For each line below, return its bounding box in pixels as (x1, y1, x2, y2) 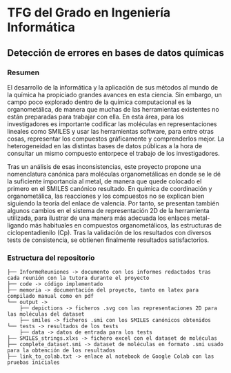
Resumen (7, 68, 40, 77)
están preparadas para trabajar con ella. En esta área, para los (7, 112, 184, 121)
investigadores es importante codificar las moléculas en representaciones (7, 119, 217, 128)
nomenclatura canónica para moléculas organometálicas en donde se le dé (7, 170, 221, 178)
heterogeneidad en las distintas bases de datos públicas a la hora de (7, 141, 203, 150)
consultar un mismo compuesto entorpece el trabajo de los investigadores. (7, 149, 221, 157)
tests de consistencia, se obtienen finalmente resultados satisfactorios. (7, 236, 210, 244)
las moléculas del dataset (7, 311, 85, 318)
